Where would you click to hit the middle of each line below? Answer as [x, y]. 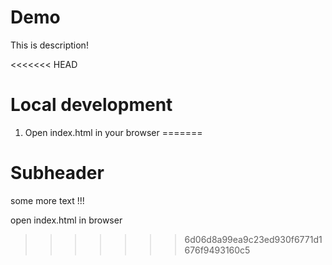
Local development [91, 105]
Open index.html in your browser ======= [113, 132]
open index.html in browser [66, 220]
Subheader [57, 173]
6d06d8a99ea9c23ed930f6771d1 [253, 239]
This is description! [49, 45]
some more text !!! [47, 200]
